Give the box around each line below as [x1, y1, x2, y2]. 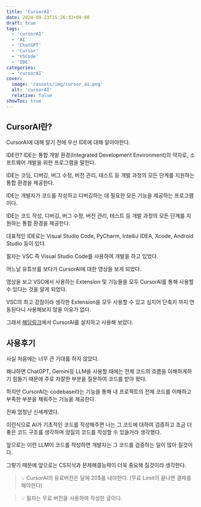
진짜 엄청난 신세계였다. [6, 409, 59, 416]
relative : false [11, 92, 52, 98]
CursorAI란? [6, 122, 53, 132]
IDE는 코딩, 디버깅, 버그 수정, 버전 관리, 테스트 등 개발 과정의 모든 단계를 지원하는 [6, 172, 195, 179]
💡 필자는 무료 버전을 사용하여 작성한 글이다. [20, 494, 123, 502]
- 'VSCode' [11, 53, 39, 59]
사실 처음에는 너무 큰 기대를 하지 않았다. [6, 355, 99, 362]
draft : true [6, 20, 36, 26]
